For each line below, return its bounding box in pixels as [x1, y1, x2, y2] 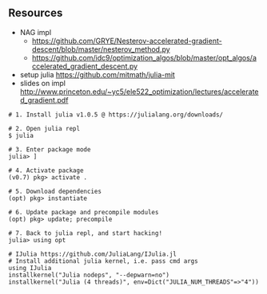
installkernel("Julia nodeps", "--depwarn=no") [8, 271, 170, 279]
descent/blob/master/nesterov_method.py [31, 44, 170, 54]
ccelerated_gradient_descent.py [31, 61, 138, 71]
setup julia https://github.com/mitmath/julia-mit [19, 69, 176, 79]
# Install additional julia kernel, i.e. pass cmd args [8, 257, 198, 265]
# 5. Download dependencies [8, 187, 102, 195]
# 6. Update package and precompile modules [8, 208, 159, 216]
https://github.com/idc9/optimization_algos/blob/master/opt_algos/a [31, 53, 257, 62]
